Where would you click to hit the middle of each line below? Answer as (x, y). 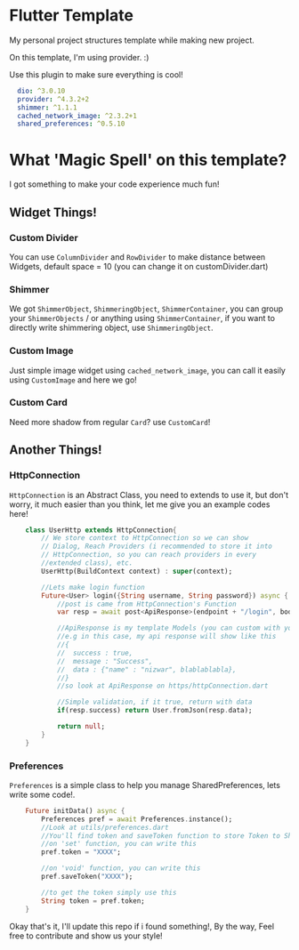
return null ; (81, 727)
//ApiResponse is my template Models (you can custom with (168, 628)
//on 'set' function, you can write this (119, 844)
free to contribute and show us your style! (86, 936)
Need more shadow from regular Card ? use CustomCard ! (110, 422)
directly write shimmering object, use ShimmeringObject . (111, 328)
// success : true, (95, 653)
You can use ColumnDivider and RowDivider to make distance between (137, 257)
